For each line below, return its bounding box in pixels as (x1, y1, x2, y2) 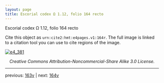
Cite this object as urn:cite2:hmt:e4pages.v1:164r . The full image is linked (5, 34, 155, 40)
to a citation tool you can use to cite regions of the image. (5, 39, 121, 45)
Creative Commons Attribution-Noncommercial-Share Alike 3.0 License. (9, 58, 155, 64)
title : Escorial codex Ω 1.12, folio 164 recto (5, 12, 104, 17)
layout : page (5, 7, 32, 12)
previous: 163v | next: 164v (5, 72, 60, 78)
